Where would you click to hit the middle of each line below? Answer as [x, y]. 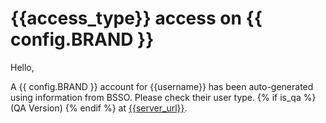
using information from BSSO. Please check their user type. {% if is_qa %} [163, 97]
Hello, [22, 67]
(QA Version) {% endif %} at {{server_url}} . [99, 108]
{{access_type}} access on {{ [136, 18]
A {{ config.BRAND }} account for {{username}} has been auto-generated [162, 86]
